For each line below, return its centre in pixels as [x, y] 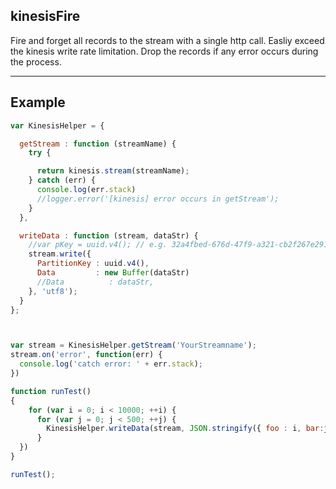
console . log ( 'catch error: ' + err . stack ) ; [111, 364]
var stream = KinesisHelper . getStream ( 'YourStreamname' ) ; [133, 345]
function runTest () [51, 391]
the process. [36, 61]
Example [38, 102]
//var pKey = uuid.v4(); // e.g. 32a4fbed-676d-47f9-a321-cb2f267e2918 [180, 245]
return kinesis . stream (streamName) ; [113, 171]
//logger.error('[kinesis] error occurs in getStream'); [158, 199]
